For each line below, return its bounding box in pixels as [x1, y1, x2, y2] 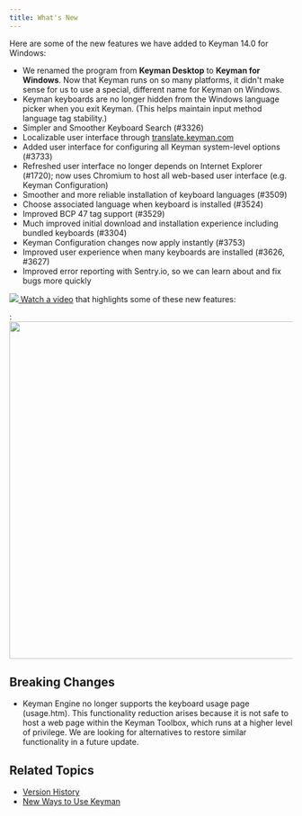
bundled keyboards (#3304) [22, 227, 128, 238]
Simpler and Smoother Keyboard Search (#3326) [22, 122, 204, 133]
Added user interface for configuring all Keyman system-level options [22, 141, 280, 152]
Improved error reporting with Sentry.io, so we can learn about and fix [22, 265, 281, 276]
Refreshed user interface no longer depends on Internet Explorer [22, 160, 263, 171]
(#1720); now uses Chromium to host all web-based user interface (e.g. [22, 170, 288, 181]
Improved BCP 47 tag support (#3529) [22, 208, 165, 219]
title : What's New [9, 13, 78, 22]
